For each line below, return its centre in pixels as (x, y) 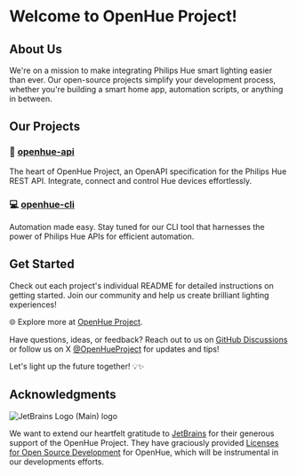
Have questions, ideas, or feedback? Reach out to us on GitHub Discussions (148, 339)
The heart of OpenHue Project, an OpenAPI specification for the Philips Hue (148, 171)
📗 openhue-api (42, 152)
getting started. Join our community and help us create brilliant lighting (139, 295)
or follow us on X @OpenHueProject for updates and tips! (114, 349)
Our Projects (45, 127)
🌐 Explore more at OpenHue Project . (76, 321)
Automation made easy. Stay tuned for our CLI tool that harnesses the (137, 226)
